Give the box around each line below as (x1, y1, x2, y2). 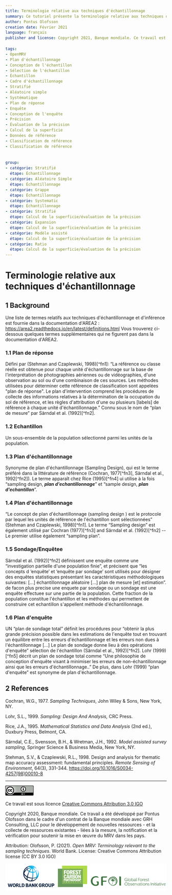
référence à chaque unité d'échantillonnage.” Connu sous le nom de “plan (5, 405, 161, 411)
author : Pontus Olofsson (5, 19, 58, 24)
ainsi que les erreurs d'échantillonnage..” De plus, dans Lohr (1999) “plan (5, 664, 160, 670)
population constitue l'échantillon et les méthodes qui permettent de (5, 595, 149, 601)
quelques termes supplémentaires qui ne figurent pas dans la (24, 331, 154, 337)
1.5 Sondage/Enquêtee (5, 545, 63, 553)
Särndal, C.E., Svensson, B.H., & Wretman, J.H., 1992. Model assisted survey (5, 738, 167, 745)
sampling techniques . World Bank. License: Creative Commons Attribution (5, 848, 162, 854)
